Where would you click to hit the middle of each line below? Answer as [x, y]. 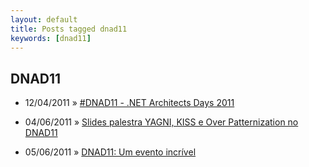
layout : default [44, 19]
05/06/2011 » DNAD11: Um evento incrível [110, 152]
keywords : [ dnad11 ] [51, 38]
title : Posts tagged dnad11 [69, 29]
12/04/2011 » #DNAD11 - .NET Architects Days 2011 [129, 103]
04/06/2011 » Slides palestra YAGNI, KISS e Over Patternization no [161, 122]
